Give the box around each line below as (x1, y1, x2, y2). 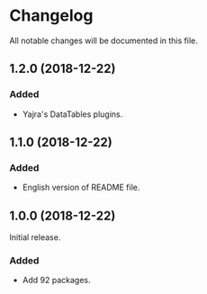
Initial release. (9, 232, 61, 243)
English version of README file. (22, 182, 140, 193)
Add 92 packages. (22, 275, 91, 286)
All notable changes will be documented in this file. (9, 35, 198, 46)
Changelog (9, 5, 94, 26)
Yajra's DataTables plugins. (22, 109, 123, 120)
